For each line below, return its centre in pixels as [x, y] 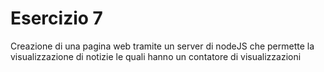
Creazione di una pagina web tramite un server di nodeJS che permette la [162, 46]
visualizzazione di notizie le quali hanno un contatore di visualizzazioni [156, 56]
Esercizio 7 [56, 18]
